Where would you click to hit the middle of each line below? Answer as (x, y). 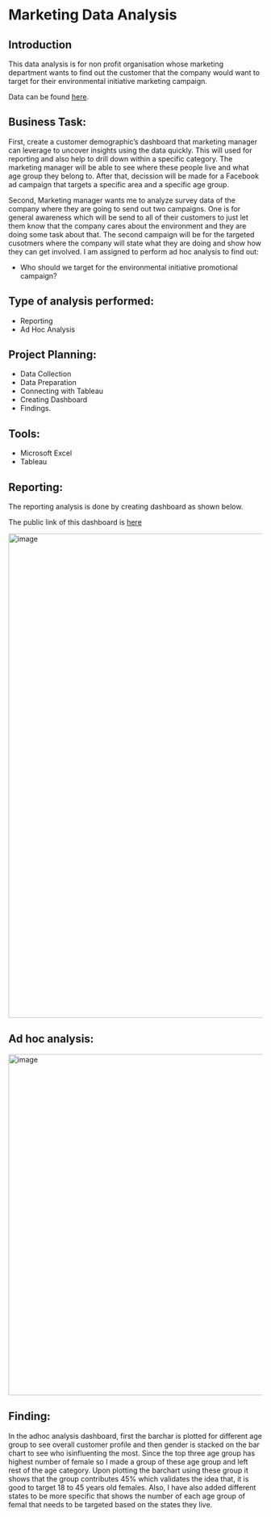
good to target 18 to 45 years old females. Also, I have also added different (132, 1487)
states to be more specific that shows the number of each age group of (127, 1496)
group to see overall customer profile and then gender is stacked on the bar (134, 1444)
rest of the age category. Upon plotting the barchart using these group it (128, 1470)
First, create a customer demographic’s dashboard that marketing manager (133, 141)
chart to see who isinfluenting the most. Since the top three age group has (132, 1453)
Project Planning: (52, 355)
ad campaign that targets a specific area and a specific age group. (119, 184)
